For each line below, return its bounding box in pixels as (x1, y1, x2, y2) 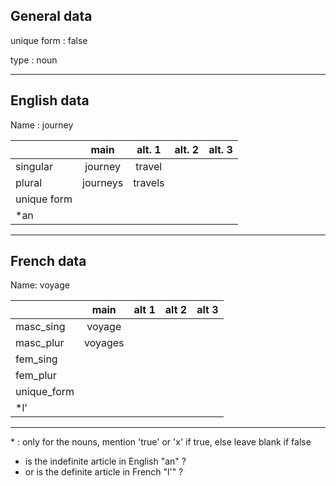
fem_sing (15, 352, 58, 366)
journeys (82, 175, 124, 189)
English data (10, 92, 90, 109)
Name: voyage (10, 279, 70, 291)
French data (10, 253, 87, 270)
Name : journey (10, 119, 74, 131)
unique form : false (10, 34, 88, 46)
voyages (84, 336, 125, 350)
